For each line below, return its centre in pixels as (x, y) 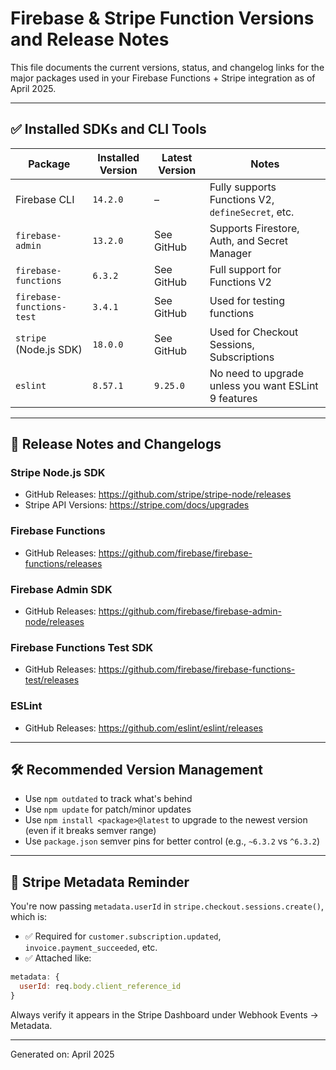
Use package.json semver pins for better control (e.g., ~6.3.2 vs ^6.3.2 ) (172, 841)
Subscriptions (242, 357)
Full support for (245, 269)
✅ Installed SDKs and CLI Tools (108, 129)
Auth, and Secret (249, 240)
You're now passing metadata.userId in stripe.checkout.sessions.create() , (167, 906)
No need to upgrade (256, 373)
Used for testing (247, 300)
